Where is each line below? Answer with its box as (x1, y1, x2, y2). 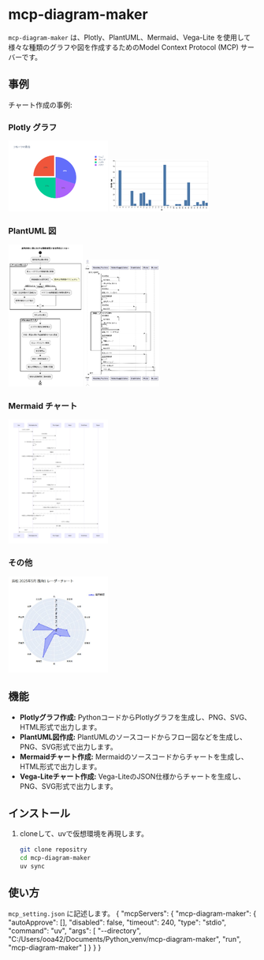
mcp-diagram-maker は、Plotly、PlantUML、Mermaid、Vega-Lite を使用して (8, 32, 251, 42)
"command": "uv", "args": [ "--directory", (8, 925, 142, 936)
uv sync (19, 862, 45, 871)
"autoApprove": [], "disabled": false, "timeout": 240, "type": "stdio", (8, 917, 227, 927)
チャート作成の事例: (8, 100, 73, 110)
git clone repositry (19, 846, 87, 854)
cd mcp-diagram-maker (19, 854, 91, 862)
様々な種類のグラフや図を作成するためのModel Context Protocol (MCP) (8, 42, 239, 52)
